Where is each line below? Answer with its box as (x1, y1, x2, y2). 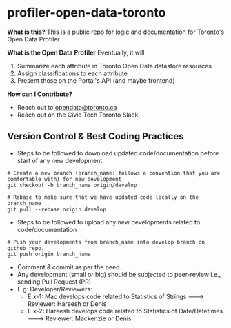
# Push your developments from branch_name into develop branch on (7, 238, 205, 246)
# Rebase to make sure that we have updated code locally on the (7, 193, 199, 201)
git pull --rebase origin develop (7, 206, 107, 213)
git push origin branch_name (7, 251, 91, 258)
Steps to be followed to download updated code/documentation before (17, 148, 219, 157)
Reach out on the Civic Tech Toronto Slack (17, 110, 139, 119)
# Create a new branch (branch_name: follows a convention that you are (7, 169, 221, 177)
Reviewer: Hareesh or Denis (27, 299, 107, 308)
